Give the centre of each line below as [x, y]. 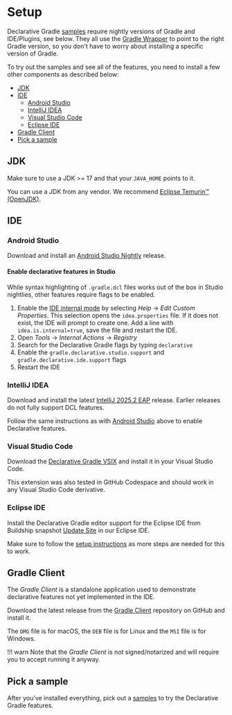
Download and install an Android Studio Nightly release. [87, 256]
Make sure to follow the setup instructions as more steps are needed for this [116, 543]
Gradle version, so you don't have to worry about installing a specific [105, 46]
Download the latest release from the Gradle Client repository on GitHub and [116, 610]
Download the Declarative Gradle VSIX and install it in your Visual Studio [110, 461]
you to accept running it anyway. [54, 659]
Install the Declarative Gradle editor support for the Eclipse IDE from [104, 523]
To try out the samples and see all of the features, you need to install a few [114, 67]
